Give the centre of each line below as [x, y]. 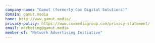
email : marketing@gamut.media [37, 28]
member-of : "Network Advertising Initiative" [54, 33]
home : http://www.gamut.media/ [38, 19]
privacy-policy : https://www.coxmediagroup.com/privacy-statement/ [78, 23]
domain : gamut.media [27, 14]
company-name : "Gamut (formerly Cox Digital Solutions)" [66, 10]
